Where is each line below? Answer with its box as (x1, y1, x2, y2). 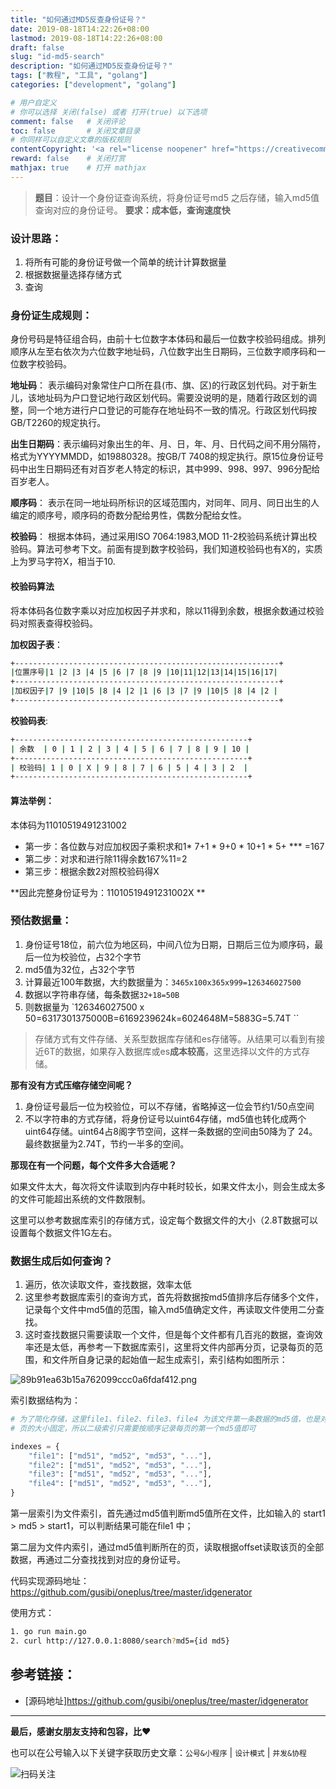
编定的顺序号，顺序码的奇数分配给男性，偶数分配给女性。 (10, 509, 247, 521)
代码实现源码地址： (10, 1575, 90, 1587)
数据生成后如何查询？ (10, 1254, 113, 1268)
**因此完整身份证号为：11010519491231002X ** (10, 886, 206, 898)
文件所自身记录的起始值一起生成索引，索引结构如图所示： (51, 1354, 288, 1366)
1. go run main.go (10, 1627, 87, 1637)
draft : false (10, 42, 65, 53)
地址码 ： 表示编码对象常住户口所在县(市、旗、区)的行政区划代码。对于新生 (10, 379, 318, 391)
